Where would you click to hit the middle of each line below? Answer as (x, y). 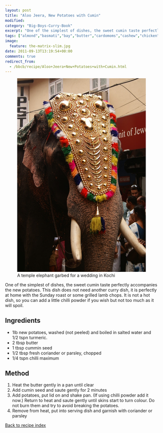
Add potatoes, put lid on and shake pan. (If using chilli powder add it (80, 395)
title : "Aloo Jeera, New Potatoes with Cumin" (53, 15)
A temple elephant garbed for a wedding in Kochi (66, 275)
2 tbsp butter (25, 343)
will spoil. (14, 305)
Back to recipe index (25, 425)
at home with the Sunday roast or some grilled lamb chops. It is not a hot (78, 295)
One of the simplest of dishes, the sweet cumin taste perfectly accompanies (81, 284)
